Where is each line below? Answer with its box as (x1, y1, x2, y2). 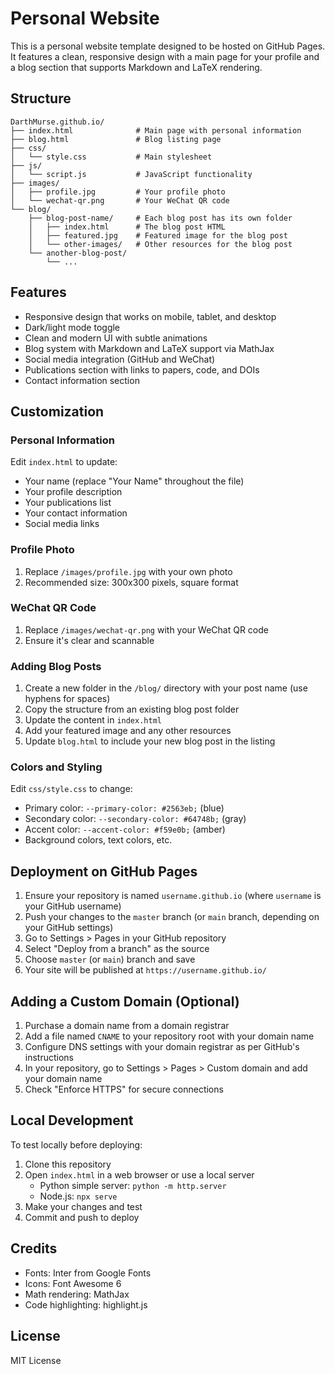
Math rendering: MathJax (24, 1288, 130, 1300)
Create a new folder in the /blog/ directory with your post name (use (24, 682, 308, 694)
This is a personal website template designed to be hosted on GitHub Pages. (10, 40, 326, 52)
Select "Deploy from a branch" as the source (24, 943, 210, 955)
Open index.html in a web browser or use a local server (24, 1168, 255, 1181)
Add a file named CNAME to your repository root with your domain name (24, 1030, 315, 1042)
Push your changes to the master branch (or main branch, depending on (24, 911, 320, 923)
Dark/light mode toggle (24, 321, 121, 333)
